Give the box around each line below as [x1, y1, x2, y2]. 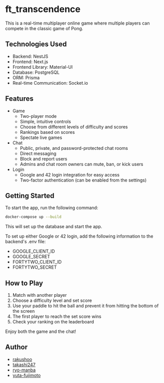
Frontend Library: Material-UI [12, 64, 73, 70]
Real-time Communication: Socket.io [12, 80, 88, 86]
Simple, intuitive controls [20, 118, 71, 124]
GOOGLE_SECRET [12, 254, 50, 260]
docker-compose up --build [5, 215, 62, 220]
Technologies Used [5, 40, 67, 49]
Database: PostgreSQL [12, 69, 60, 75]
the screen [12, 308, 35, 314]
